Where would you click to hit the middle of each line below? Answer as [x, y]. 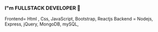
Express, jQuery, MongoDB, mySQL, [42, 24]
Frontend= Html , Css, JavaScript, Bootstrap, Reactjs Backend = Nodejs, [79, 19]
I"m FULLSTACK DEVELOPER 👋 [43, 8]
